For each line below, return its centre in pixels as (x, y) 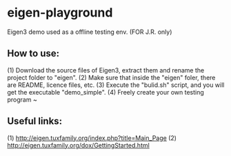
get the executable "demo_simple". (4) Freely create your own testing (106, 92)
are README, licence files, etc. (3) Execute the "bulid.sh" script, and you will (116, 85)
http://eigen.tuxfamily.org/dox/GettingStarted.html (78, 145)
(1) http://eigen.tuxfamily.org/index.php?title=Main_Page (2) (92, 138)
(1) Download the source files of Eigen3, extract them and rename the (106, 70)
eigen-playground (60, 13)
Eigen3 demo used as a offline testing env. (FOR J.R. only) (90, 32)
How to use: (33, 53)
